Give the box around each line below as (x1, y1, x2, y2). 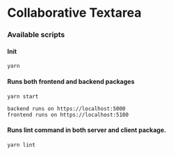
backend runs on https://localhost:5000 (7, 105, 126, 112)
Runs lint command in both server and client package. (7, 126, 167, 134)
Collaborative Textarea (7, 5, 142, 21)
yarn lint (7, 141, 36, 148)
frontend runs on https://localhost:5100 (7, 111, 129, 118)
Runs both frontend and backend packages (7, 77, 135, 85)
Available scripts (7, 30, 65, 40)
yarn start (7, 93, 39, 100)
